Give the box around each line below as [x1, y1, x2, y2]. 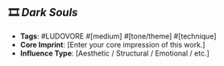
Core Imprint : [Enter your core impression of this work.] [19, 39, 205, 49]
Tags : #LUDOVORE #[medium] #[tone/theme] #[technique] [19, 31, 217, 41]
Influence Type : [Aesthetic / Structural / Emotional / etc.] [19, 48, 209, 58]
